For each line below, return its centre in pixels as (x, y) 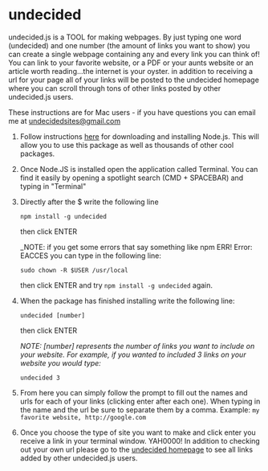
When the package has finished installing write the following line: (127, 301)
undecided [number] (53, 315)
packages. (37, 154)
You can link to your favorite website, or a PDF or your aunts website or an (131, 63)
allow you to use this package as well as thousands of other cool (127, 145)
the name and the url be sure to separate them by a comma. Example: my (140, 410)
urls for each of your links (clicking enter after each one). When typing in (140, 401)
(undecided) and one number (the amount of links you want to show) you (129, 45)
